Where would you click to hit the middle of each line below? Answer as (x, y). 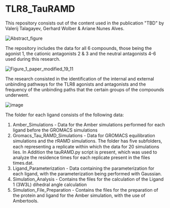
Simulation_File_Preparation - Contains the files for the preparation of (86, 190)
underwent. (17, 95)
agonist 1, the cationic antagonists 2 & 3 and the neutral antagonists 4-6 (81, 54)
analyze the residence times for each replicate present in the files (81, 157)
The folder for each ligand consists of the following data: (65, 115)
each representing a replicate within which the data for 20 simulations (86, 146)
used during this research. (33, 59)
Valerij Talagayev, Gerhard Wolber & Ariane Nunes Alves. (65, 28)
